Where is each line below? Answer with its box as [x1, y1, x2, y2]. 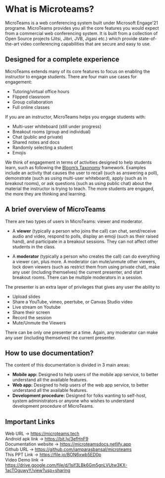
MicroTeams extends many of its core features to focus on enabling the [5, 68, 150, 74]
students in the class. [12, 243, 56, 249]
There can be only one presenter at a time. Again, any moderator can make [5, 329, 158, 335]
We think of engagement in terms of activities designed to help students [5, 159, 152, 165]
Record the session [12, 314, 52, 320]
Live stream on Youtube [12, 304, 61, 310]
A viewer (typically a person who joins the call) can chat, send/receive [12, 228, 157, 234]
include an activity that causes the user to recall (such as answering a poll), [5, 170, 159, 176]
